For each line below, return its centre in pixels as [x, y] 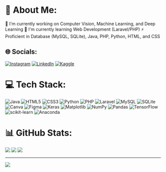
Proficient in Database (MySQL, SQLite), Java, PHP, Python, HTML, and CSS [83, 36]
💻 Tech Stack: [36, 85]
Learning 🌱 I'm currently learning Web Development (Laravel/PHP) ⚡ [75, 29]
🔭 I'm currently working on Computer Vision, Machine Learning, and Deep [80, 24]
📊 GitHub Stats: [39, 133]
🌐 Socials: [21, 52]
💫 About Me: [31, 10]
